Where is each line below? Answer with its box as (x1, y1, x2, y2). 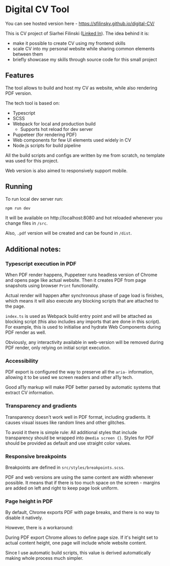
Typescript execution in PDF (5, 260, 77, 267)
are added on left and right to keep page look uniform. (5, 485, 119, 491)
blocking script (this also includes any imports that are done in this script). (5, 318, 161, 325)
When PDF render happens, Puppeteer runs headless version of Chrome (5, 272, 158, 278)
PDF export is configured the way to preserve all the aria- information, (5, 369, 154, 375)
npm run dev (5, 205, 31, 211)
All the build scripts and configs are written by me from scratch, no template (5, 152, 165, 158)
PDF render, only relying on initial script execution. (5, 345, 111, 351)
